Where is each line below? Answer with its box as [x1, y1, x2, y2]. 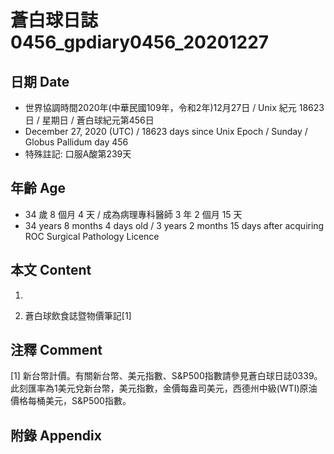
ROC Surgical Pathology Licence [24, 230, 160, 242]
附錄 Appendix [10, 427, 102, 444]
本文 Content [10, 262, 92, 279]
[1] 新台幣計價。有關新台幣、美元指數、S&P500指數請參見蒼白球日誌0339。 [10, 370, 323, 382]
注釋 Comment [10, 342, 103, 359]
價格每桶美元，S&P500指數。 [10, 395, 132, 407]
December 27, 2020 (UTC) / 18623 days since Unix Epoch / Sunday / [24, 126, 308, 137]
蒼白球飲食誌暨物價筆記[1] [24, 309, 132, 321]
